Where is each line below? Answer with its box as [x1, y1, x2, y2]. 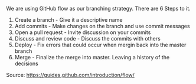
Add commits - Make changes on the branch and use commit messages [14, 23, 190, 29]
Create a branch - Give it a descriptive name [14, 16, 123, 23]
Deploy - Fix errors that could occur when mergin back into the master [14, 41, 187, 48]
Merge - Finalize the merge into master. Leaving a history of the [14, 54, 170, 61]
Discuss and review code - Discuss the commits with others [14, 35, 161, 42]
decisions [14, 60, 38, 67]
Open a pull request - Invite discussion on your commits [14, 29, 151, 36]
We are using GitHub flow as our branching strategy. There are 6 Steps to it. [6, 5, 191, 12]
